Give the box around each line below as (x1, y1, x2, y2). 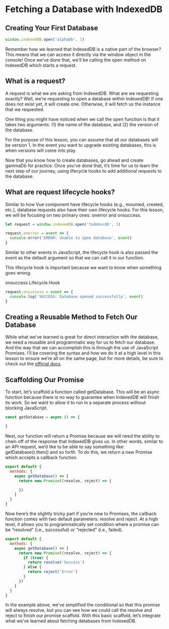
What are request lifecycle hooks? (5, 188, 115, 196)
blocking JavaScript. (5, 405, 48, 411)
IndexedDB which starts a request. (5, 62, 77, 68)
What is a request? (5, 77, 66, 85)
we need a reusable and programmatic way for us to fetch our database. (5, 339, 155, 345)
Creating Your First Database (5, 24, 98, 32)
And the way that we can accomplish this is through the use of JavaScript (5, 345, 158, 351)
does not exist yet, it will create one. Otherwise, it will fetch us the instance (5, 101, 160, 107)
